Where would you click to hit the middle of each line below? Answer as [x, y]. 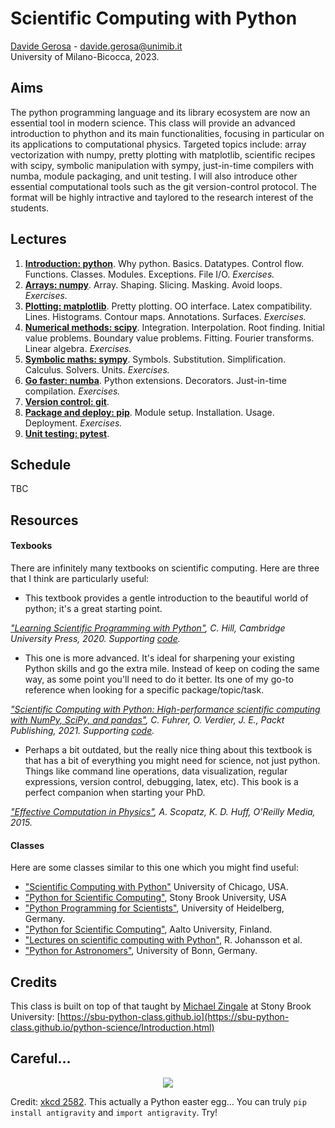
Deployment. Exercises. [73, 423]
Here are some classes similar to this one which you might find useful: [155, 868]
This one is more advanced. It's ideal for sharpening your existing [159, 658]
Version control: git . [67, 401]
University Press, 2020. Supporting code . [95, 638]
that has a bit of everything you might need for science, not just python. [172, 760]
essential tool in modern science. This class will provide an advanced [153, 123]
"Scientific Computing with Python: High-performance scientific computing [165, 709]
